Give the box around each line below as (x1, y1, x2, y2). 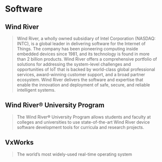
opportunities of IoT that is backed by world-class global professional (16, 66, 156, 72)
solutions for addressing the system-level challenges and (16, 62, 132, 67)
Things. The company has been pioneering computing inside (16, 46, 138, 51)
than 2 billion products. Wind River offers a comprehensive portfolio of (16, 56, 157, 62)
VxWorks (5, 138, 34, 146)
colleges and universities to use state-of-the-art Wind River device (16, 119, 150, 125)
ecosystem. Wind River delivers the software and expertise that (16, 77, 144, 82)
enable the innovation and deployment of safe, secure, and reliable (16, 82, 150, 88)
